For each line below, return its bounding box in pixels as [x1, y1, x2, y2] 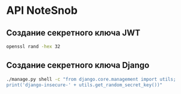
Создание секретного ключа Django [6, 60, 150, 70]
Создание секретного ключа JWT [6, 28, 141, 38]
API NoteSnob [6, 4, 78, 17]
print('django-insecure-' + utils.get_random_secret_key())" [6, 82, 163, 88]
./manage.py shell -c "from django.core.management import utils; [6, 76, 176, 82]
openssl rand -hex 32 [6, 43, 61, 49]
